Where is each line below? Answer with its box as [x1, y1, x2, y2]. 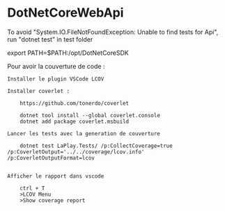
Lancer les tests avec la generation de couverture [7, 130, 160, 137]
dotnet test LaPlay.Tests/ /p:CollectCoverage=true [20, 142, 173, 149]
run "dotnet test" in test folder [7, 35, 93, 43]
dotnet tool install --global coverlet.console [20, 112, 160, 119]
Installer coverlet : [7, 87, 70, 94]
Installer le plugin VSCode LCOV [7, 75, 104, 83]
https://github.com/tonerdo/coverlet [20, 99, 130, 107]
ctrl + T [20, 185, 45, 192]
